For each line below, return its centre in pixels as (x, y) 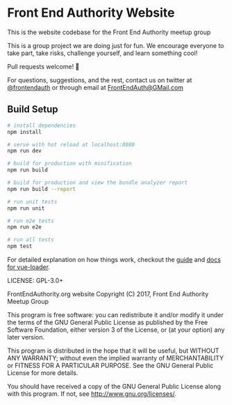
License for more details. (43, 373)
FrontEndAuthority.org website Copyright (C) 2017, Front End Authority (108, 294)
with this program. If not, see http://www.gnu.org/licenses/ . (92, 394)
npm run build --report (42, 189)
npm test (20, 246)
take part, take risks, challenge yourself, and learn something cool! (102, 53)
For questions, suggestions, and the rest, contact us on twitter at (100, 80)
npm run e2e (24, 227)
